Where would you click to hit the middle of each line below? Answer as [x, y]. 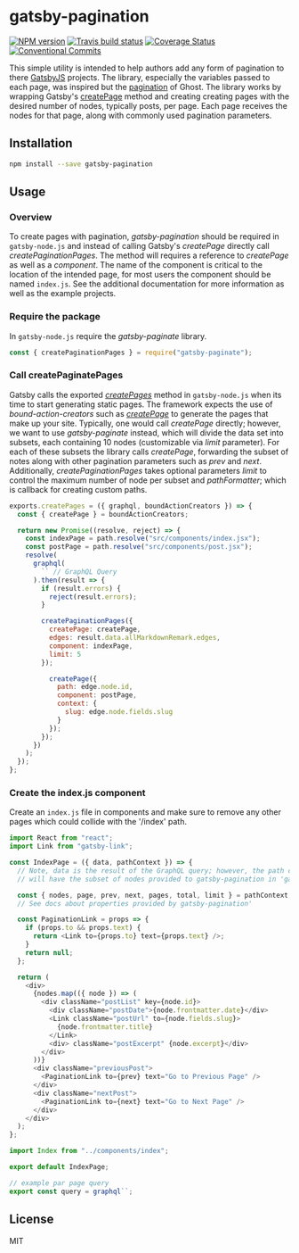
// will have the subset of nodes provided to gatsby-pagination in [147, 879]
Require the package [55, 317]
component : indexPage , [91, 646]
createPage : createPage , [95, 630]
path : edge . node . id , [95, 687]
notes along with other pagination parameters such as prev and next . [136, 461]
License [32, 1220]
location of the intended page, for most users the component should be [140, 275]
